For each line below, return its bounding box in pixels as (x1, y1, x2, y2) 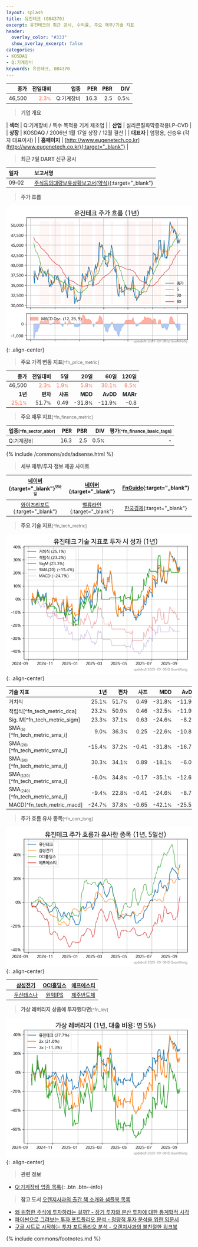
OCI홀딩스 (42, 981, 67, 988)
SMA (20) (8, 740, 28, 747)
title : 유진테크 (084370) (6, 15, 65, 22)
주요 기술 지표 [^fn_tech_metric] (20, 521, 87, 529)
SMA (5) (8, 724, 26, 732)
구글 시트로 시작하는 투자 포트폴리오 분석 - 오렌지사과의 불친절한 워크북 (14, 1223, 178, 1230)
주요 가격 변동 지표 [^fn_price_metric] (20, 359, 100, 365)
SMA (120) (8, 770, 31, 778)
